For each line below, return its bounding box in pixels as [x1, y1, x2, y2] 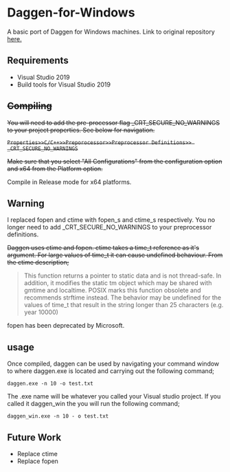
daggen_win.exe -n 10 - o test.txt [7, 413, 109, 420]
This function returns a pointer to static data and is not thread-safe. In [23, 271, 222, 280]
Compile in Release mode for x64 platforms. [7, 177, 132, 186]
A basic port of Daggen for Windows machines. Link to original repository [7, 27, 215, 36]
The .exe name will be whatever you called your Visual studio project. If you [7, 392, 221, 401]
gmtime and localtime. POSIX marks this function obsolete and [23, 286, 201, 295]
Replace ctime [16, 450, 58, 458]
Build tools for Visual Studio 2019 [16, 80, 111, 89]
